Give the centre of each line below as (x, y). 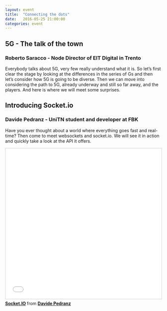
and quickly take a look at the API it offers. (48, 141)
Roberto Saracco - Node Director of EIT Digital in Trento (73, 58)
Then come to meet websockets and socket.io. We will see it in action (88, 136)
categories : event (24, 24)
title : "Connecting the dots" (37, 14)
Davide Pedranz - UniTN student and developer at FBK (72, 120)
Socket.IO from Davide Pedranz (38, 303)
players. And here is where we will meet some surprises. (63, 89)
